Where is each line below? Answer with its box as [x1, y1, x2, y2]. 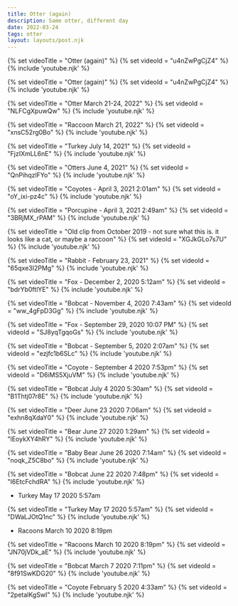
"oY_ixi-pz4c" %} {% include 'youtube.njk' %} [7, 192, 142, 201]
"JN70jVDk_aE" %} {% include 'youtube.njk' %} [7, 548, 146, 556]
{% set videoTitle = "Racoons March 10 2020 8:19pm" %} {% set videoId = [7, 540, 226, 549]
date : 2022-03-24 [7, 23, 59, 31]
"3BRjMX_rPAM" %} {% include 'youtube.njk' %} [7, 214, 151, 222]
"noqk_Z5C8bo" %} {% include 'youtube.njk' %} [7, 456, 149, 465]
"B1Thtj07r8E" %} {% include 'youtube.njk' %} [7, 392, 143, 401]
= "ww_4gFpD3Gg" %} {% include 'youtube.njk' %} [7, 307, 158, 315]
